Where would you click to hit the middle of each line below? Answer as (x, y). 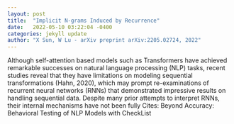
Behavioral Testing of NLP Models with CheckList (79, 113)
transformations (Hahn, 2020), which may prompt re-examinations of (108, 83)
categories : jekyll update (47, 34)
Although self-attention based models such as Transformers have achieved (117, 60)
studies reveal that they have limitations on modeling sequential (100, 76)
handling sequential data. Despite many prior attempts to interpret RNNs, (113, 98)
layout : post (27, 14)
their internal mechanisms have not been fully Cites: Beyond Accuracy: (111, 106)
